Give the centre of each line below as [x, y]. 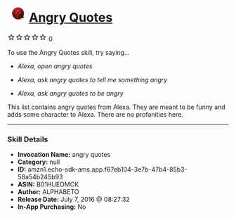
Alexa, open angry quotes [55, 66]
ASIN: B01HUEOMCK [48, 184]
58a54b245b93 [40, 177]
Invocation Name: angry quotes [64, 155]
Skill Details [28, 139]
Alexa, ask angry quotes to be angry [71, 93]
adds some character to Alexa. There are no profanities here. [96, 114]
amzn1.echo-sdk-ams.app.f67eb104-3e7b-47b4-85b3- [107, 169]
